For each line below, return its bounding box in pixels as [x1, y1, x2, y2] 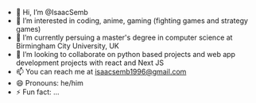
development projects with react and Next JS [15, 58, 165, 67]
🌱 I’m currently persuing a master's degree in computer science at [15, 32, 233, 42]
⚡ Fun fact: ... [15, 87, 60, 97]
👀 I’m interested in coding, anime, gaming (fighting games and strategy [15, 16, 249, 25]
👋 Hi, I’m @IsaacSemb [15, 8, 89, 17]
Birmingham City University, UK [15, 41, 119, 51]
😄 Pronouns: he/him [15, 78, 83, 87]
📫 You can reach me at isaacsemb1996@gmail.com [15, 67, 187, 76]
